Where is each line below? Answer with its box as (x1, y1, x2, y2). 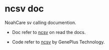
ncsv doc (5, 3, 44, 14)
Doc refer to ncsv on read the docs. (12, 29, 86, 35)
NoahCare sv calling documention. (5, 19, 76, 25)
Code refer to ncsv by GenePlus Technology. (12, 38, 105, 45)
